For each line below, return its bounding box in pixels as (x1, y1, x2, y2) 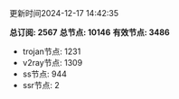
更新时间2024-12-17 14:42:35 (9, 8, 119, 18)
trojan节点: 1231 (22, 46, 81, 57)
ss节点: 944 (22, 68, 68, 79)
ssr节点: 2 (22, 80, 61, 90)
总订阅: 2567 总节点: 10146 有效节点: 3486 (9, 27, 170, 38)
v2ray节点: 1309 (22, 58, 83, 67)
